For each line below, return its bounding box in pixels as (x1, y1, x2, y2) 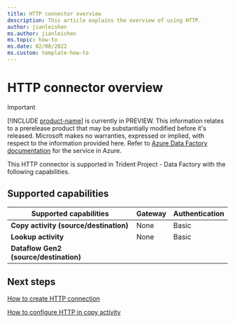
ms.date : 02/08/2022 (7, 43, 68, 50)
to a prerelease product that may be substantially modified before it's (7, 124, 206, 132)
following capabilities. (7, 167, 70, 176)
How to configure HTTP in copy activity (7, 308, 121, 317)
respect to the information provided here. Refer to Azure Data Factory (7, 138, 208, 147)
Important (7, 103, 36, 111)
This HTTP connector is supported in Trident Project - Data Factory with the (7, 159, 226, 169)
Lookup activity (10, 232, 64, 242)
